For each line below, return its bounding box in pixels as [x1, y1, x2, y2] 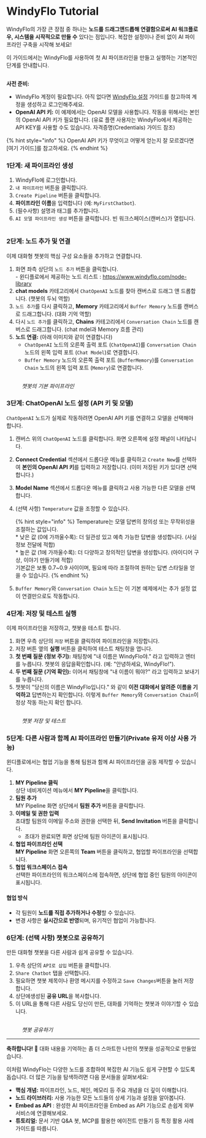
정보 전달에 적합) [15, 540, 55, 548]
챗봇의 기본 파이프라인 [21, 382, 75, 389]
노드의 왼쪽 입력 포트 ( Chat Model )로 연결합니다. [24, 348, 140, 356]
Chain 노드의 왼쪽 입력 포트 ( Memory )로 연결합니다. [24, 364, 144, 371]
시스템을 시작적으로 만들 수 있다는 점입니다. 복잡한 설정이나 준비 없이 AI [14, 33, 184, 41]
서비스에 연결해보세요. [15, 1109, 69, 1117]
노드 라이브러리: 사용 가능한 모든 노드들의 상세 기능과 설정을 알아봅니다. [15, 1094, 186, 1101]
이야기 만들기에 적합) [23, 556, 74, 563]
